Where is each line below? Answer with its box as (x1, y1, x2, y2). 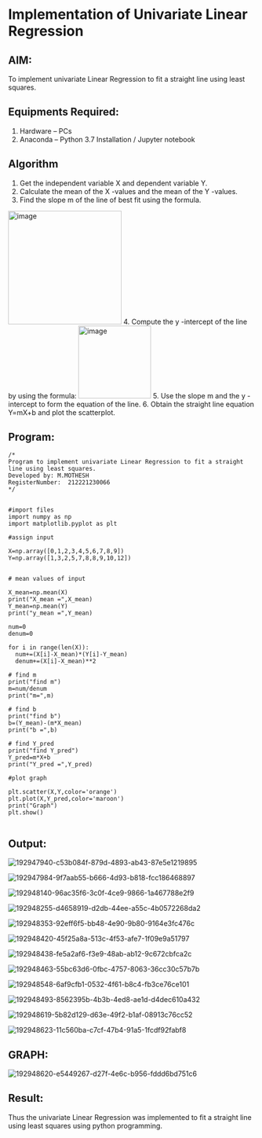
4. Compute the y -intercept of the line (122, 317, 248, 326)
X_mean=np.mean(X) (8, 589, 68, 597)
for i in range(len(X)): (8, 644, 89, 652)
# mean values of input (8, 575, 86, 583)
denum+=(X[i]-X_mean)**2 (15, 658, 96, 666)
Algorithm (8, 157, 59, 171)
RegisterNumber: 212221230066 (8, 479, 111, 486)
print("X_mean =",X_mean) (8, 596, 93, 604)
